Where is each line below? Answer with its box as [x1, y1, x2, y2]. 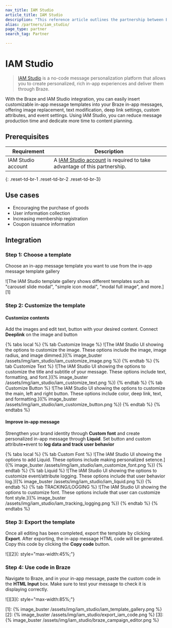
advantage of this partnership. [53, 163, 126, 170]
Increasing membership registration [12, 215, 88, 221]
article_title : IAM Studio [5, 12, 63, 17]
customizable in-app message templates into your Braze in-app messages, [5, 101, 164, 107]
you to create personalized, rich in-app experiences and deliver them [17, 80, 164, 86]
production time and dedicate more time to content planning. [5, 118, 134, 124]
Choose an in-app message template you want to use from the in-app [5, 263, 153, 269]
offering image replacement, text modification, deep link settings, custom [5, 106, 160, 113]
